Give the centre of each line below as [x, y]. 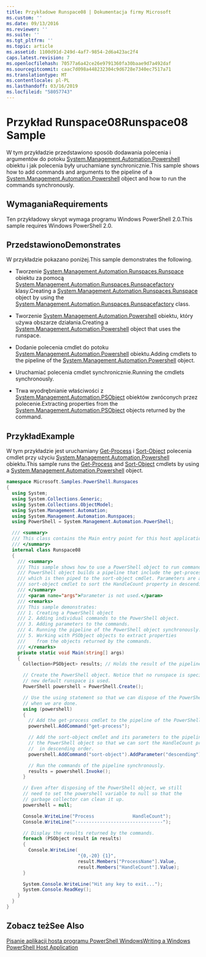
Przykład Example [40, 436]
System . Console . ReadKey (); [57, 890]
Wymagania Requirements [57, 204]
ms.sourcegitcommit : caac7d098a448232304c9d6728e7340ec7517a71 [89, 69]
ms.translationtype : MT [37, 75]
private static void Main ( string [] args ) [71, 653]
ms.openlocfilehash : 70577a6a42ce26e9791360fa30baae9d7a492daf [89, 63]
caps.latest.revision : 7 [38, 58]
